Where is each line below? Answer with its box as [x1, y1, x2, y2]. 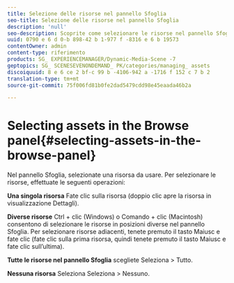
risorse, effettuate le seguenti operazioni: [7, 178, 125, 187]
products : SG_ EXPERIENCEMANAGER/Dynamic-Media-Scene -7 [7, 56, 176, 63]
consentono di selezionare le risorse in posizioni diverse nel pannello [7, 220, 205, 228]
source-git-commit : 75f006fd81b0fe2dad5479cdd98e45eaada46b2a [7, 82, 192, 89]
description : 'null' [7, 23, 68, 30]
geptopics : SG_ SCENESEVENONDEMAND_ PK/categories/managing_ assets [7, 62, 210, 69]
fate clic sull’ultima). [7, 242, 65, 251]
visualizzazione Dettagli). [7, 199, 79, 208]
